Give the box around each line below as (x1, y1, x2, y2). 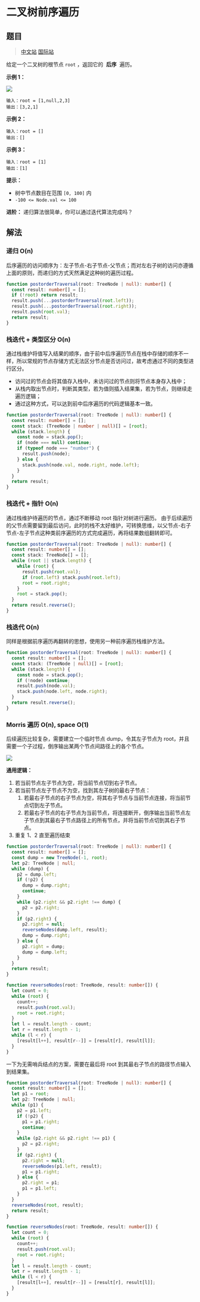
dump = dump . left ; (21, 949, 68, 955)
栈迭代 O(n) (6, 623, 40, 631)
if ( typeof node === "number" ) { (17, 445, 100, 451)
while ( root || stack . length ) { (11, 558, 92, 564)
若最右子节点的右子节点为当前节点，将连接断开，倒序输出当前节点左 (23, 809, 191, 817)
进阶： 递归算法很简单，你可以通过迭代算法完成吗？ (6, 209, 133, 215)
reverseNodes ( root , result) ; (11, 1202, 84, 1208)
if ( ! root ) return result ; (11, 292, 79, 298)
